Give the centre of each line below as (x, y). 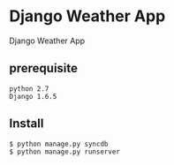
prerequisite (43, 68)
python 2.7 (29, 89)
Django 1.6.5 (33, 96)
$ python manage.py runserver (65, 152)
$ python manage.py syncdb (59, 144)
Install (26, 124)
